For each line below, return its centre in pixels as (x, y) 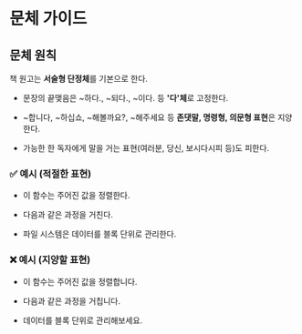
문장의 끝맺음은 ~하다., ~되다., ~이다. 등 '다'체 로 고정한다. (125, 98)
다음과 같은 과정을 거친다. (68, 215)
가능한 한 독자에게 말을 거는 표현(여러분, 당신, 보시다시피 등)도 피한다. (146, 148)
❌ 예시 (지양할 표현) (50, 260)
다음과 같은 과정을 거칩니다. (72, 300)
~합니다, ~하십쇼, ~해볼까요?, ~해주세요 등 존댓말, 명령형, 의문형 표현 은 (149, 117)
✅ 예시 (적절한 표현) (51, 174)
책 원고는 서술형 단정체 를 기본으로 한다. (79, 79)
